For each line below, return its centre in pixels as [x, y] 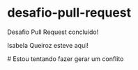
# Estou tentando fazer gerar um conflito [66, 59]
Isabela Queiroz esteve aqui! [48, 45]
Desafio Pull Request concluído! [53, 32]
